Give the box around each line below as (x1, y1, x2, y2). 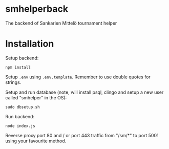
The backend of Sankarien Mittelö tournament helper (5, 20, 117, 26)
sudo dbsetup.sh (5, 104, 40, 110)
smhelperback (5, 3, 68, 15)
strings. (5, 79, 22, 85)
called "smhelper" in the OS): (5, 94, 67, 100)
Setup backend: (5, 55, 39, 61)
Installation (5, 38, 54, 50)
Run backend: (5, 113, 35, 119)
